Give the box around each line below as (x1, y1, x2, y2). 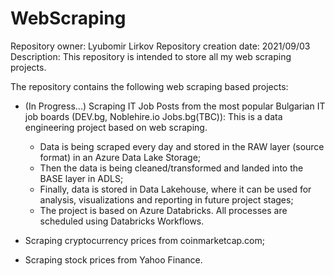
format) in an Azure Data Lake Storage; (39, 151, 202, 163)
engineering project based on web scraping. (24, 121, 208, 133)
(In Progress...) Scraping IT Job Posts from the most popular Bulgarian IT (24, 100, 326, 112)
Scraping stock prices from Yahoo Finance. (24, 253, 203, 266)
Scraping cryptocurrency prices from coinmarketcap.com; (24, 234, 265, 246)
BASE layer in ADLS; (39, 172, 124, 184)
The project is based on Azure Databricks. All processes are (39, 204, 288, 216)
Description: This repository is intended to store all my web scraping (10, 50, 292, 62)
